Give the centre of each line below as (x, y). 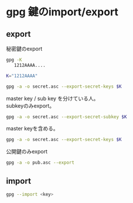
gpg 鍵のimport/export (62, 12)
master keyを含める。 (32, 129)
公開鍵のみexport (27, 152)
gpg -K (14, 60)
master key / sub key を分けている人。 (52, 98)
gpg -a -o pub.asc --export (40, 163)
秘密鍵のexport (24, 49)
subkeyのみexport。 (30, 105)
